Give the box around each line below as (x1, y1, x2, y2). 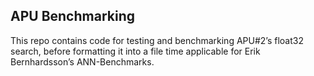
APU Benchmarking (10, 8, 135, 25)
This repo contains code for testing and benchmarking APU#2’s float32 (10, 34, 304, 46)
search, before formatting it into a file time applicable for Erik (10, 45, 261, 57)
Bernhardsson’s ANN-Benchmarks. (10, 55, 155, 68)
